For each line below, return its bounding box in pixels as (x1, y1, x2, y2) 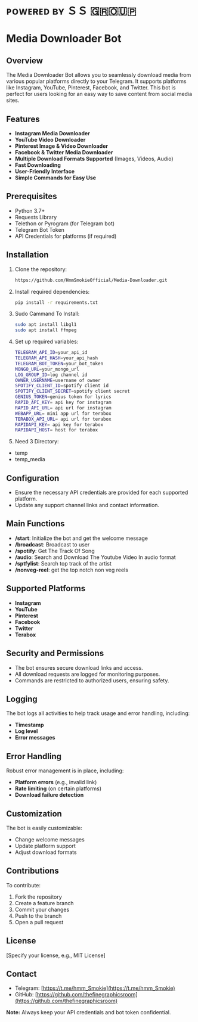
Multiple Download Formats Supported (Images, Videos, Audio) (14, 155, 174, 162)
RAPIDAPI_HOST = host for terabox (14, 427, 98, 433)
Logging (6, 694, 38, 704)
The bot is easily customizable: (6, 824, 82, 831)
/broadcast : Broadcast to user (14, 540, 90, 548)
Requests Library (14, 213, 57, 220)
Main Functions (6, 518, 65, 529)
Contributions (6, 866, 59, 876)
